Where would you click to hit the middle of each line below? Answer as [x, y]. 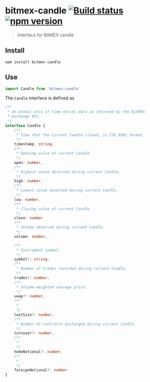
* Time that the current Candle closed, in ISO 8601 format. [80, 135]
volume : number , [31, 236]
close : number [28, 218]
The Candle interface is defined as [40, 98]
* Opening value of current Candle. [54, 153]
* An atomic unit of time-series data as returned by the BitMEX [76, 112]
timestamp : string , [34, 144]
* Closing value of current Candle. [54, 209]
